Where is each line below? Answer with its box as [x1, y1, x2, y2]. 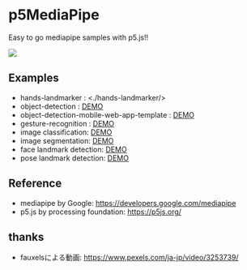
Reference [8, 177, 62, 191]
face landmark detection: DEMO [19, 144, 127, 154]
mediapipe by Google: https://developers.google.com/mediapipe [19, 198, 236, 208]
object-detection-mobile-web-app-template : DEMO [19, 109, 194, 119]
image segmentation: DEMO [19, 135, 114, 145]
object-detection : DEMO [19, 101, 104, 111]
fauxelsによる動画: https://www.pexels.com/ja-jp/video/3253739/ [19, 253, 239, 263]
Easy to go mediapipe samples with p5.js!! [8, 32, 149, 42]
